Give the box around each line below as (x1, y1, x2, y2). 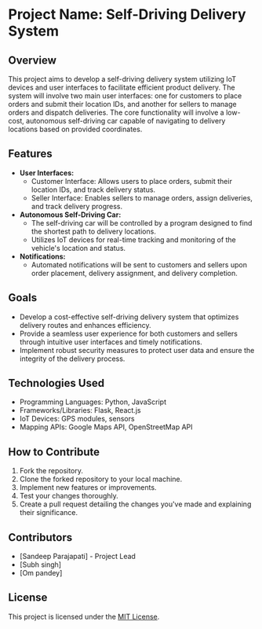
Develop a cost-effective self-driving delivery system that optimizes (19, 312, 239, 322)
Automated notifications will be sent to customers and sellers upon (31, 259, 247, 269)
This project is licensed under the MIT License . (8, 612, 160, 621)
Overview (8, 53, 57, 67)
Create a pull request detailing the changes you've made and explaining (19, 499, 252, 509)
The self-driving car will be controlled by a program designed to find (31, 218, 253, 227)
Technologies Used (8, 377, 104, 390)
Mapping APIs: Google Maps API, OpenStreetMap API (19, 422, 193, 432)
